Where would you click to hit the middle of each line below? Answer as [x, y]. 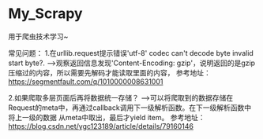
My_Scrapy [45, 14]
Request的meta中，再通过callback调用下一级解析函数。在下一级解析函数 [126, 108]
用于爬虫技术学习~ [38, 36]
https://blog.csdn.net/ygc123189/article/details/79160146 [101, 126]
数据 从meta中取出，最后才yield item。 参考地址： [124, 117]
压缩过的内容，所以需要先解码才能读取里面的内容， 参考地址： [109, 72]
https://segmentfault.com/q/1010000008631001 [86, 81]
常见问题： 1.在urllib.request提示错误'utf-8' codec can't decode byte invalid [131, 53]
